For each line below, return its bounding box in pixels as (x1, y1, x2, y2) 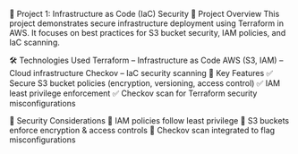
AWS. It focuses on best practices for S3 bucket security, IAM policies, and (9, 28, 286, 38)
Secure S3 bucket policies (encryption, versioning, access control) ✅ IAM (9, 78, 280, 89)
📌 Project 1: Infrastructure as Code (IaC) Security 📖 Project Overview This (9, 9, 280, 19)
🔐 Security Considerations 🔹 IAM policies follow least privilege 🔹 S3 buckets (9, 115, 289, 125)
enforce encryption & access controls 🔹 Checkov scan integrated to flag (9, 125, 276, 135)
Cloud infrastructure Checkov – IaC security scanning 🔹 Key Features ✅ (9, 68, 274, 78)
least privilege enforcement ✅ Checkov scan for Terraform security (9, 88, 258, 98)
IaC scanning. (9, 37, 60, 47)
